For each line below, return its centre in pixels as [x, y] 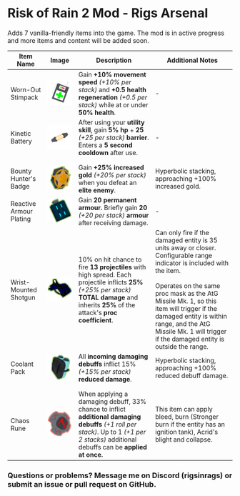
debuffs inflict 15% [107, 364]
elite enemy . [97, 190]
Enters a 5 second [105, 145]
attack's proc [98, 312]
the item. [168, 271]
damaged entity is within [191, 317]
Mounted [24, 289]
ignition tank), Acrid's [187, 432]
